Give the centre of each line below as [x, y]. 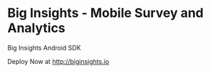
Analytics [36, 28]
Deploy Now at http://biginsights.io [58, 61]
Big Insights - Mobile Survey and [106, 13]
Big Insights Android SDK [44, 47]
